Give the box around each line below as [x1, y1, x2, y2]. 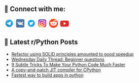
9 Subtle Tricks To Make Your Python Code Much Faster [11, 61, 126, 67]
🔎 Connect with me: [4, 5, 66, 13]
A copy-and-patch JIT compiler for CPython [11, 67, 101, 73]
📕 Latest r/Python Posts [4, 38, 78, 46]
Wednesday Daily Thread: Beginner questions [11, 56, 104, 62]
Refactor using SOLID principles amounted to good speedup [11, 51, 134, 57]
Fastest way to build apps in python [11, 72, 84, 78]
